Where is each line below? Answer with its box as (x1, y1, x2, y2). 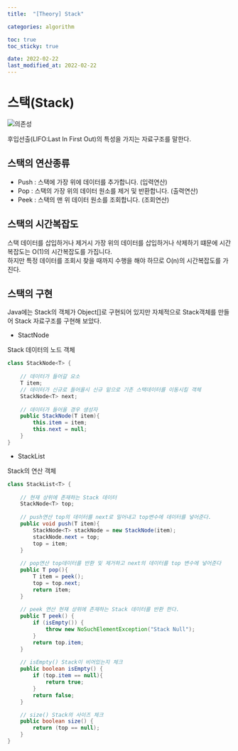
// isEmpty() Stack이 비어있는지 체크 (20, 659, 123, 666)
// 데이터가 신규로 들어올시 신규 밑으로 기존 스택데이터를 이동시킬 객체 (20, 386, 201, 393)
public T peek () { (20, 613, 75, 620)
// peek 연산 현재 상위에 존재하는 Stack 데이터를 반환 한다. (20, 606, 180, 613)
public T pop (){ (20, 566, 69, 574)
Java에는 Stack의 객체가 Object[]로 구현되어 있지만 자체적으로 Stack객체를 (7, 308, 217, 317)
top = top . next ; (33, 579, 81, 586)
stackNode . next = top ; (33, 533, 100, 540)
